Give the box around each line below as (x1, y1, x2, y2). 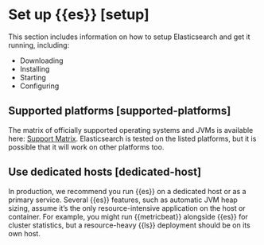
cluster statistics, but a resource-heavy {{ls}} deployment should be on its (8, 220, 250, 230)
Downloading (19, 56, 64, 65)
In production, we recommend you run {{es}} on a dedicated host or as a (8, 186, 247, 196)
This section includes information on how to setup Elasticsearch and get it (8, 32, 250, 41)
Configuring (19, 81, 60, 91)
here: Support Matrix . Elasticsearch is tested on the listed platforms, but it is (8, 134, 257, 143)
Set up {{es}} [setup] (8, 6, 149, 24)
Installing (19, 64, 50, 73)
